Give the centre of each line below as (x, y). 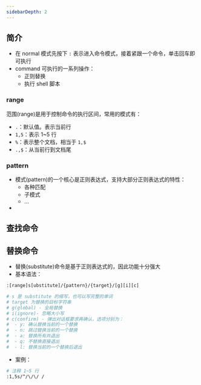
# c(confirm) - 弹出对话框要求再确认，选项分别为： (65, 319)
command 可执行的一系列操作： (55, 69)
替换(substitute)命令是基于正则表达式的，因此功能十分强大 (88, 266)
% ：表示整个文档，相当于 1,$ (51, 142)
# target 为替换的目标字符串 (39, 302)
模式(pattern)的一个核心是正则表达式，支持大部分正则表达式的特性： (100, 180)
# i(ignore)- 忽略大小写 (35, 313)
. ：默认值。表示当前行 (43, 127)
